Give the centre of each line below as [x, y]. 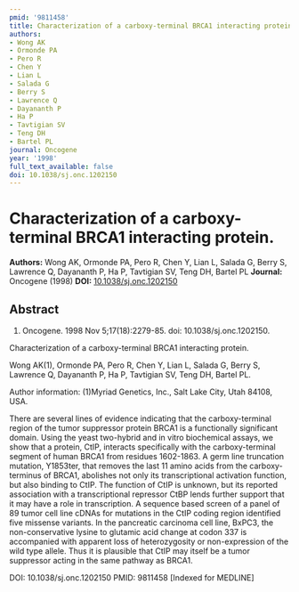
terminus [25, 475]
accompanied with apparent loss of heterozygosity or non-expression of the [149, 541]
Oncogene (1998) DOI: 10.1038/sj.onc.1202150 [93, 281]
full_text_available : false [61, 166]
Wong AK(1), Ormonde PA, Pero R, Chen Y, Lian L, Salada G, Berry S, [135, 365]
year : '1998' [33, 158]
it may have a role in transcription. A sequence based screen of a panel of [145, 503]
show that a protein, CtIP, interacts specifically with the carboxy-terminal [142, 447]
